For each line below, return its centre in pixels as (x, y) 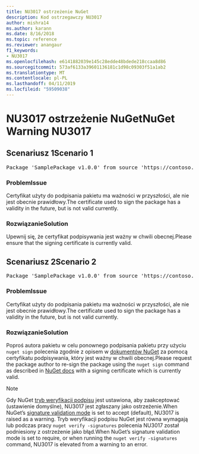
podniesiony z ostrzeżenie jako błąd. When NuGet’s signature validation (93, 431)
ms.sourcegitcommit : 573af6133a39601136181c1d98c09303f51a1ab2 (86, 67)
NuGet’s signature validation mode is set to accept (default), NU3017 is (93, 412)
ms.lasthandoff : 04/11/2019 (41, 84)
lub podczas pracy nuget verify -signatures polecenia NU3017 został (93, 425)
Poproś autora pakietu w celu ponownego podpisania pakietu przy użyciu (96, 345)
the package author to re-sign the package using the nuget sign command (98, 364)
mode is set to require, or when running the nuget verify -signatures (92, 438)
